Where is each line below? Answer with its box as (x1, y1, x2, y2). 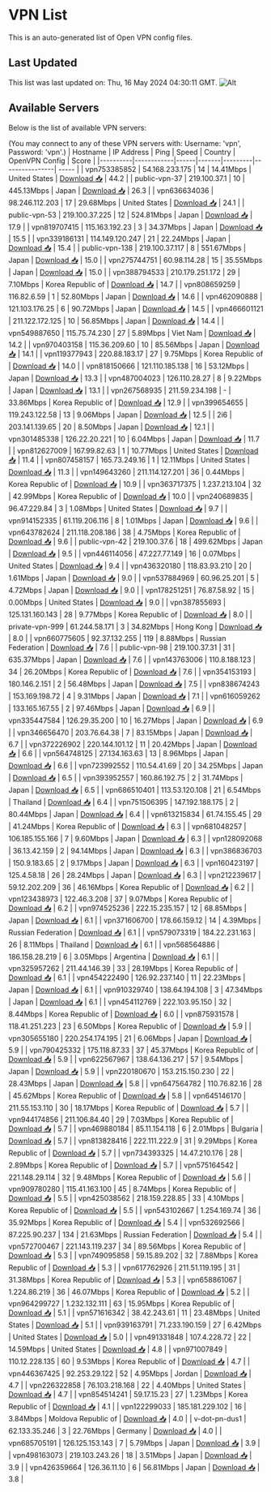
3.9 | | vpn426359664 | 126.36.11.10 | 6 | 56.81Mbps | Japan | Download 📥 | (8, 1462, 260, 1472)
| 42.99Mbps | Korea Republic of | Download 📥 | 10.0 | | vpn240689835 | (8, 491, 253, 501)
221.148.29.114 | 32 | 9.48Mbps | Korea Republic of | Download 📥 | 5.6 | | (8, 1172, 252, 1182)
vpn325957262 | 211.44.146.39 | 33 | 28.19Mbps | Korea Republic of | (8, 963, 239, 973)
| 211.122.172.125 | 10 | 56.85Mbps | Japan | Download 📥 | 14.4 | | (8, 316, 224, 325)
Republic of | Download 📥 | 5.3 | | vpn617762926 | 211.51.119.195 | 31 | (8, 1262, 240, 1272)
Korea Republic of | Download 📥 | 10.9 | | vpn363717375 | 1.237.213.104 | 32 (8, 479, 261, 488)
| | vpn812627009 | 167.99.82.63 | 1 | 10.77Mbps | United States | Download (8, 445, 259, 455)
